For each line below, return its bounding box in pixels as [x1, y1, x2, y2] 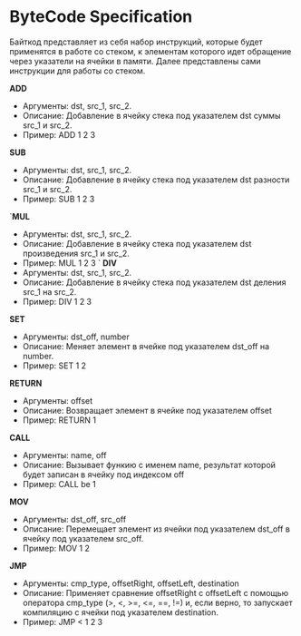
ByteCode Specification [9, 6, 193, 27]
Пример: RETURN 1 [22, 415, 97, 426]
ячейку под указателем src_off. [22, 533, 144, 543]
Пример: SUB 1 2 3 [22, 193, 95, 204]
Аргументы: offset [22, 395, 93, 406]
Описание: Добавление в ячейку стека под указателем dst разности [22, 174, 290, 185]
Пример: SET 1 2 [22, 360, 87, 371]
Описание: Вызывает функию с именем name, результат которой [22, 459, 277, 470]
